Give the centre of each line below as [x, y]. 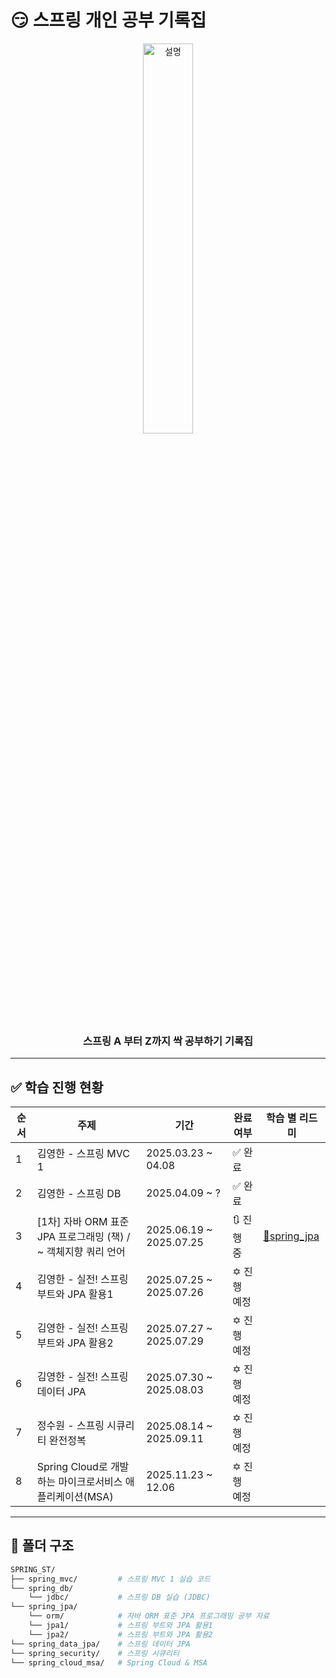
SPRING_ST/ [33, 1569]
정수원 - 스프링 [70, 1426]
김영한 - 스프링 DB [79, 1194]
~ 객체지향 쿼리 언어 [81, 1251]
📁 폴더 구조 [42, 1546]
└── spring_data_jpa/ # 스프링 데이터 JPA [100, 1644]
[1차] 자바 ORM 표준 [83, 1221]
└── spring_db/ [42, 1588]
